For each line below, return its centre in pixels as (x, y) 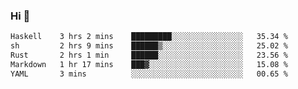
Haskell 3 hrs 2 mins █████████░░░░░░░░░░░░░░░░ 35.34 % (149, 37)
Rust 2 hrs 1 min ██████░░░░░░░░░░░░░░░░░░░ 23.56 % (149, 55)
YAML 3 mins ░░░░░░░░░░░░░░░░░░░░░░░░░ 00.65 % (149, 74)
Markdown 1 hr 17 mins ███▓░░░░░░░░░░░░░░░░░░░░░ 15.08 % (149, 64)
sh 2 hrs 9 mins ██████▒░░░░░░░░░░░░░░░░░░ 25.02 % (149, 46)
